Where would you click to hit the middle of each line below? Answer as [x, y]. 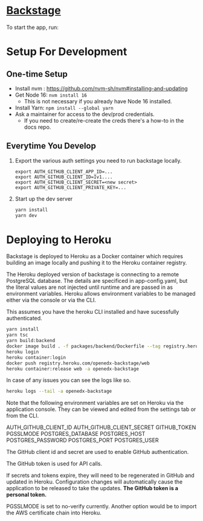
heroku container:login [36, 357]
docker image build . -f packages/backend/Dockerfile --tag [84, 346]
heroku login [23, 352]
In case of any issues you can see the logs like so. [69, 380]
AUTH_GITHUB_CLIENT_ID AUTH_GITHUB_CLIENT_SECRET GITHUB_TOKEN [101, 427]
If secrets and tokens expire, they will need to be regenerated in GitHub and [100, 476]
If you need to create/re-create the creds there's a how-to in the [104, 120]
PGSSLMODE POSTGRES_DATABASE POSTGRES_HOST [76, 434]
